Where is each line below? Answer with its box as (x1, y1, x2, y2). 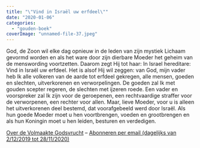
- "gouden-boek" (11, 25, 52, 32)
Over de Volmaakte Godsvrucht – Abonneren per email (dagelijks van (6, 129, 177, 137)
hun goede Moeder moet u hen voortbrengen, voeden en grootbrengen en (6, 111, 190, 119)
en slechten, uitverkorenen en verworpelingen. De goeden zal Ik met (6, 79, 175, 87)
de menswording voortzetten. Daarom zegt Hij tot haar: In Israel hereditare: (6, 61, 191, 68)
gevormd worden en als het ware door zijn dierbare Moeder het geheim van (6, 54, 193, 61)
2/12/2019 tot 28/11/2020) (6, 135, 70, 143)
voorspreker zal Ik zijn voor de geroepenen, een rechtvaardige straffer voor (6, 92, 193, 99)
